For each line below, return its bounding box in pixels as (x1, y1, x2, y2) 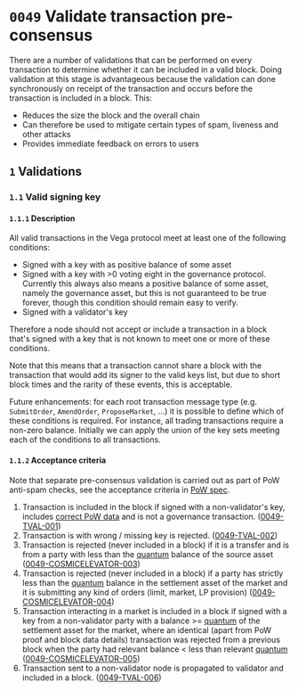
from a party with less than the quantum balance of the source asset (21, 548, 274, 559)
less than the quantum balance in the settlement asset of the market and (21, 577, 288, 588)
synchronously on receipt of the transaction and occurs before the (9, 83, 254, 94)
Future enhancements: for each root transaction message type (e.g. (9, 397, 258, 407)
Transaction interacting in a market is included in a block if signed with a (21, 605, 287, 616)
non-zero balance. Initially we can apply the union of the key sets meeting (9, 425, 280, 436)
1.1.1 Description (9, 212, 76, 224)
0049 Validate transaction (9, 6, 197, 27)
